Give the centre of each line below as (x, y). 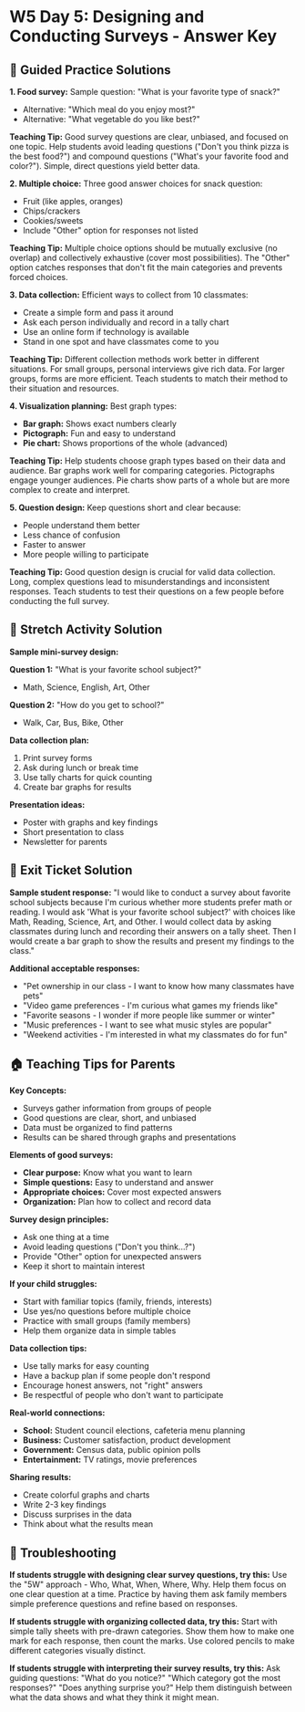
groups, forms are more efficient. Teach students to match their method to (149, 379)
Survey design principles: (59, 1219)
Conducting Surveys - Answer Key (143, 36)
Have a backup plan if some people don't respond (117, 1376)
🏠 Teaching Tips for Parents (92, 1065)
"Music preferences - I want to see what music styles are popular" (147, 1025)
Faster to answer (54, 544)
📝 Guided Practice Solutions (90, 70)
